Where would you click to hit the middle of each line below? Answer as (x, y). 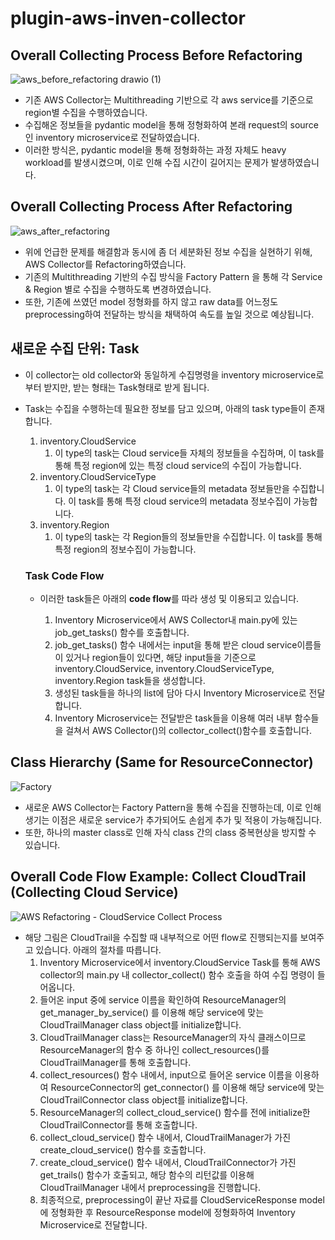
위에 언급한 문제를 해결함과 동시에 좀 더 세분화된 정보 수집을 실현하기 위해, (168, 251)
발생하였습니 (295, 162)
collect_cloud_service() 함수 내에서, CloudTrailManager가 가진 (165, 1137)
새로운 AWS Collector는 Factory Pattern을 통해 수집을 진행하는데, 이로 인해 (173, 807)
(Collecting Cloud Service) (94, 892)
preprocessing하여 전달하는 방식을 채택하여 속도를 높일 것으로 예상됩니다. (169, 314)
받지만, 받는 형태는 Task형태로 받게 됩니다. (126, 387)
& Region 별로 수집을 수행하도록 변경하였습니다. (118, 289)
